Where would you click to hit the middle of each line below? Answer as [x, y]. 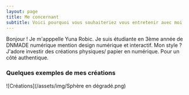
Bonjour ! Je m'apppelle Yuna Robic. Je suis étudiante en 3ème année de [95, 39]
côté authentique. [27, 58]
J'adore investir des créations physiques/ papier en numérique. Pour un [93, 52]
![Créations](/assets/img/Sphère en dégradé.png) [66, 86]
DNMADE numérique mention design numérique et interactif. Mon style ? [94, 45]
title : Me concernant [33, 17]
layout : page [22, 11]
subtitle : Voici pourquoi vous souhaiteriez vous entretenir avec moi [94, 22]
